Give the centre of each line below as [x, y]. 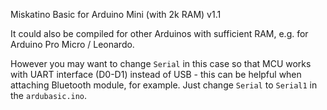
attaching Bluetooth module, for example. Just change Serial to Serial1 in [164, 85]
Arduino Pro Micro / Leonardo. [72, 44]
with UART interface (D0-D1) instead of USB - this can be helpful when [156, 74]
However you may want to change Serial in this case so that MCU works [161, 63]
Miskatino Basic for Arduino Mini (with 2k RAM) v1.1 [116, 14]
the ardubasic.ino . [49, 95]
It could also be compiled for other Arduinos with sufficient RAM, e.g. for [159, 33]
